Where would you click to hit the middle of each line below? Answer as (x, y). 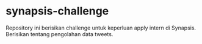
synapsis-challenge (57, 11)
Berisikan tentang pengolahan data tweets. (60, 34)
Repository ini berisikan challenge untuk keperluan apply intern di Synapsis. (101, 28)
